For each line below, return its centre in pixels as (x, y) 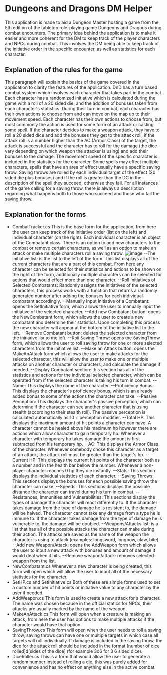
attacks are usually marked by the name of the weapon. (70, 608)
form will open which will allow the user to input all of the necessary (82, 571)
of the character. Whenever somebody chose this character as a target (85, 449)
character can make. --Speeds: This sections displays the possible (81, 486)
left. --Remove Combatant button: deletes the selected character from (84, 333)
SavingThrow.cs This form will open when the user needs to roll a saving (87, 630)
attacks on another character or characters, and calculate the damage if (86, 364)
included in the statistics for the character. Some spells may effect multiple (82, 162)
